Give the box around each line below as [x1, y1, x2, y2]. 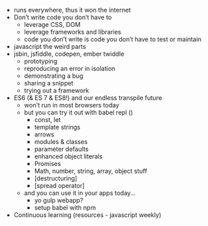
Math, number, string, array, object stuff [34, 167, 147, 175]
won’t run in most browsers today [23, 101, 119, 109]
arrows [34, 130, 54, 138]
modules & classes [34, 138, 88, 145]
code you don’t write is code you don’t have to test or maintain [23, 35, 202, 43]
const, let [34, 116, 61, 123]
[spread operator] [34, 182, 85, 189]
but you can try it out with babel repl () [23, 108, 133, 116]
